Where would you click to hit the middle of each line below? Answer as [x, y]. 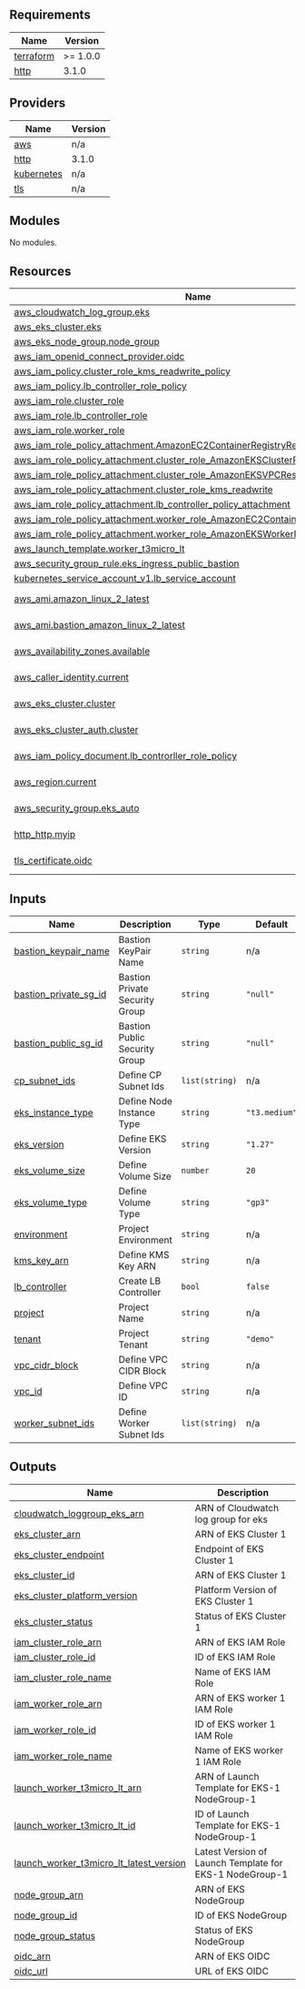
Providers [38, 103]
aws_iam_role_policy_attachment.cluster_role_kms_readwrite [144, 490]
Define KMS [144, 1255]
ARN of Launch [227, 1776]
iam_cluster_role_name [63, 1677]
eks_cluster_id [44, 1575]
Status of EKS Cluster [241, 1616]
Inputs [28, 899]
